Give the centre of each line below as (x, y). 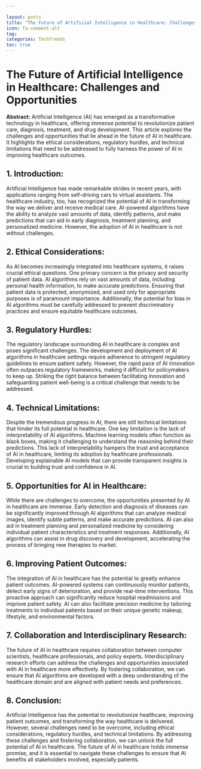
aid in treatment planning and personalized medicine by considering (90, 526)
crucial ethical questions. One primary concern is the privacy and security (97, 273)
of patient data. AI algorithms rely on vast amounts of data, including (91, 279)
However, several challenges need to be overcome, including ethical (90, 728)
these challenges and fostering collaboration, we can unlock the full (90, 740)
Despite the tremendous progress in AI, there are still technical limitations (96, 422)
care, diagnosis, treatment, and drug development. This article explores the (99, 129)
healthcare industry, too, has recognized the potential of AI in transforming (98, 201)
